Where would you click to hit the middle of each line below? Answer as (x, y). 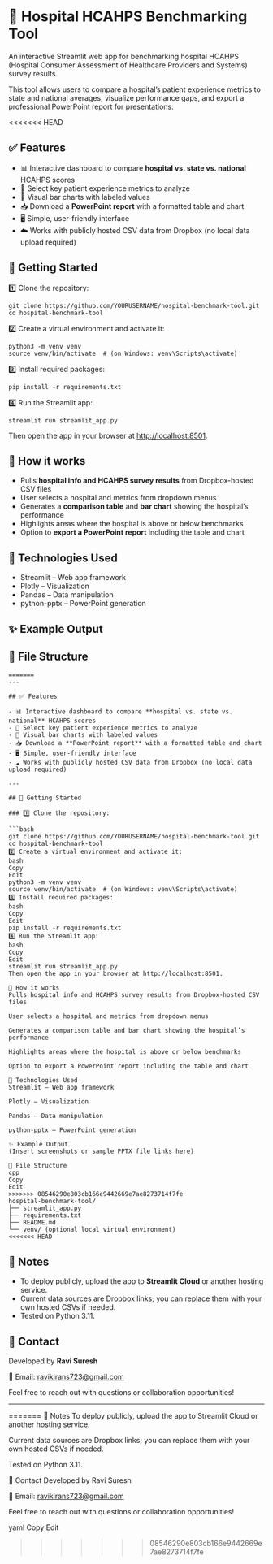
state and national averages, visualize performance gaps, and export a (126, 97)
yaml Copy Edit (34, 1527)
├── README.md (32, 1223)
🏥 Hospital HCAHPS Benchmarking (128, 17)
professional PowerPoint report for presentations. (91, 106)
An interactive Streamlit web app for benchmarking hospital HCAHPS (124, 56)
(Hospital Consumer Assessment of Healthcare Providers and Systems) (128, 65)
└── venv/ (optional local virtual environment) (92, 1230)
